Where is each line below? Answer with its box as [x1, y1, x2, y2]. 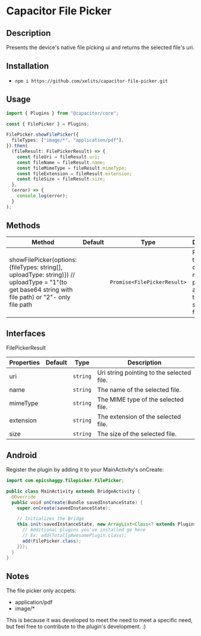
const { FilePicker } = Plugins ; [6, 121, 90, 127]
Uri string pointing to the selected [97, 369, 191, 377]
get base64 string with [9, 286, 73, 294]
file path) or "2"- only [9, 293, 71, 301]
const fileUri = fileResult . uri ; [17, 154, 100, 160]
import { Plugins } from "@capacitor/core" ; [6, 110, 119, 116]
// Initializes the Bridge [17, 516, 84, 522]
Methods [6, 221, 41, 231]
